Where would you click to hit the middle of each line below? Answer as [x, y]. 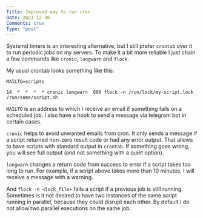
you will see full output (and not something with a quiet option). [85, 153]
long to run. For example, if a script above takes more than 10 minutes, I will [101, 171]
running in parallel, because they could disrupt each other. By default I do [98, 202]
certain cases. [24, 122]
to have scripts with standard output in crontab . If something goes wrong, [98, 147]
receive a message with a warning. [50, 177]
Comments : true [25, 23]
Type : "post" [23, 29]
